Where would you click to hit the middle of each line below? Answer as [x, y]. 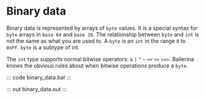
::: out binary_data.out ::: [37, 89]
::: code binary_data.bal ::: [39, 77]
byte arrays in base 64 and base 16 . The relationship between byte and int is [103, 34]
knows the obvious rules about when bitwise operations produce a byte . [97, 66]
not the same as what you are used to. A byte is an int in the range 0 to [96, 41]
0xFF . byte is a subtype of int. [43, 47]
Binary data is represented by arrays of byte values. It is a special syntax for [102, 28]
